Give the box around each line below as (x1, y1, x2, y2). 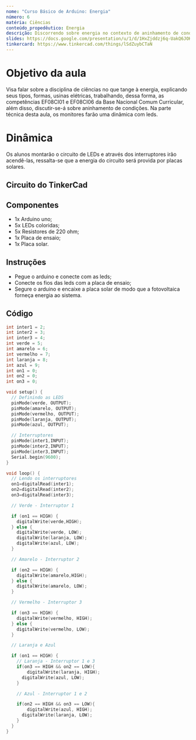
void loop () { (6, 470, 41, 476)
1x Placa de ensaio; (14, 234, 61, 241)
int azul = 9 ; (6, 362, 41, 368)
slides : (6, 36, 25, 42)
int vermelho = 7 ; (6, 351, 51, 357)
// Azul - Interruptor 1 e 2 (16, 691, 87, 697)
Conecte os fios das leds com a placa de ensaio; (14, 279, 132, 286)
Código (6, 309, 33, 319)
